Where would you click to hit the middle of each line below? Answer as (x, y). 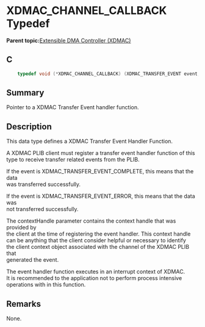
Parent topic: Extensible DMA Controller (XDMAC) (69, 40)
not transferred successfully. (42, 209)
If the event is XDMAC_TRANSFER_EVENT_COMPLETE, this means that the (100, 171)
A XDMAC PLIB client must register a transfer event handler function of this (101, 153)
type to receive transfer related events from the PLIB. (73, 160)
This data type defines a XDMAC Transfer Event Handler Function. (89, 142)
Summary (25, 93)
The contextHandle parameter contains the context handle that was (91, 221)
